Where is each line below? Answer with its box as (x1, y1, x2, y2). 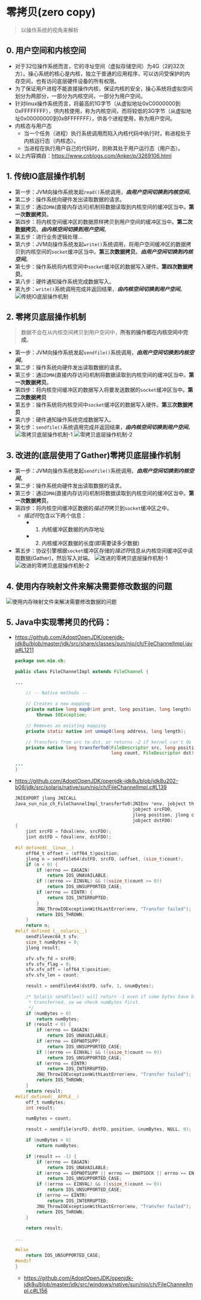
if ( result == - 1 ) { (26, 1153, 77, 1159)
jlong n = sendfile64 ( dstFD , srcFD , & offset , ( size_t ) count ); (26, 856, 184, 862)
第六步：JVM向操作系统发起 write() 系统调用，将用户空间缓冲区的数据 (14, 240, 187, 248)
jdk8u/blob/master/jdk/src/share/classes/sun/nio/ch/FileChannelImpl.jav (14, 640, 193, 647)
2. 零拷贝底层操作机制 (6, 312, 86, 322)
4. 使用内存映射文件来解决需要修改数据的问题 (6, 581, 172, 591)
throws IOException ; (36, 712, 88, 718)
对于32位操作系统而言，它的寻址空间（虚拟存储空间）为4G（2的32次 (14, 62, 185, 69)
